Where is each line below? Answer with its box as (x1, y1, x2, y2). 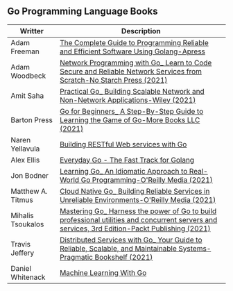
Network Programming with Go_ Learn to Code (60, 58, 212, 67)
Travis (10, 239, 31, 249)
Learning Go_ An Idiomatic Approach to (60, 166, 188, 176)
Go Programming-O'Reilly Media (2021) (80, 175, 213, 185)
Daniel (10, 263, 32, 273)
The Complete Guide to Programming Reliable (60, 38, 209, 47)
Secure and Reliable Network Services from (60, 66, 202, 76)
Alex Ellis (10, 155, 40, 165)
